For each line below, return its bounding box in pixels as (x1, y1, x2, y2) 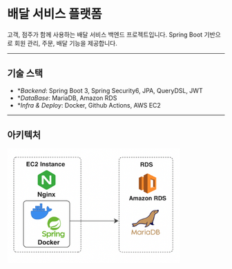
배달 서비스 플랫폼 (7, 6, 102, 22)
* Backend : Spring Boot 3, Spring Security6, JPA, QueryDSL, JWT (17, 86, 203, 94)
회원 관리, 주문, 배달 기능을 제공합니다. (14, 39, 117, 47)
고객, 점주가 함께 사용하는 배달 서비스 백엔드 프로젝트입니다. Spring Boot (7, 30, 203, 39)
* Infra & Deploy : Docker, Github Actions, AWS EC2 (17, 101, 161, 109)
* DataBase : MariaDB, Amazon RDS (17, 94, 117, 102)
